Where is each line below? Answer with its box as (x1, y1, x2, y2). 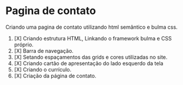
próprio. (14, 41, 34, 48)
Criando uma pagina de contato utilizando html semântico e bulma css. (5, 23, 178, 30)
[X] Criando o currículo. (14, 66, 72, 73)
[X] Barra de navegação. (14, 47, 74, 54)
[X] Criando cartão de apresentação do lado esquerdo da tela (14, 60, 164, 67)
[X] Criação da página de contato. (14, 72, 97, 79)
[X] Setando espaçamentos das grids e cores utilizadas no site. (14, 53, 168, 60)
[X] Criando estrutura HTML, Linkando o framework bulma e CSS (14, 35, 172, 42)
